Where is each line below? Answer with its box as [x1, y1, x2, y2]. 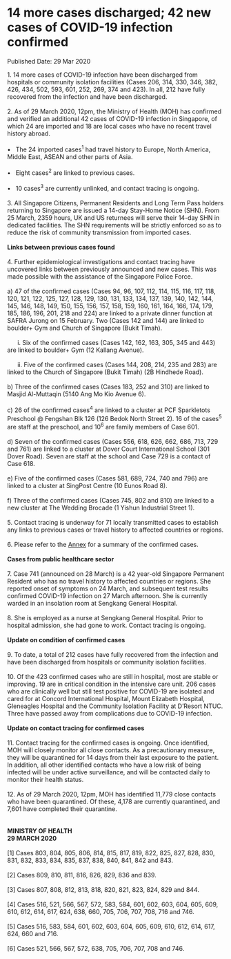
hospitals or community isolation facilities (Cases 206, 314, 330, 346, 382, [7, 77, 218, 86]
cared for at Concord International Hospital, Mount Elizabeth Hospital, [7, 694, 205, 702]
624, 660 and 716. [7, 929, 59, 938]
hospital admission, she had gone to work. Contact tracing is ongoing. [7, 621, 206, 629]
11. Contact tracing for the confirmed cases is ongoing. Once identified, [7, 738, 210, 747]
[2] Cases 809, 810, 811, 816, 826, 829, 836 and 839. [7, 870, 157, 879]
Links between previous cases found [7, 243, 115, 251]
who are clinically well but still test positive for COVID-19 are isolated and [7, 687, 214, 696]
